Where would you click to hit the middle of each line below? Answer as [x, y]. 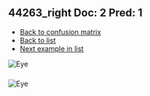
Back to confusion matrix [60, 31]
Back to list [37, 40]
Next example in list [52, 48]
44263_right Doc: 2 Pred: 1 [75, 13]
